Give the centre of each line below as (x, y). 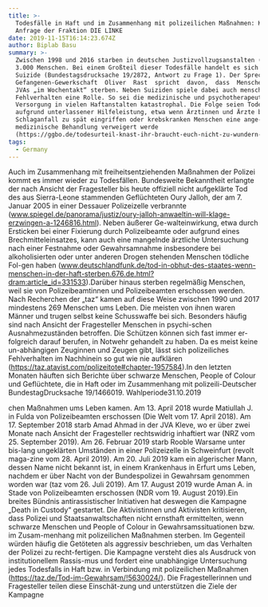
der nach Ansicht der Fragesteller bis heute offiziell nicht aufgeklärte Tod (128, 189)
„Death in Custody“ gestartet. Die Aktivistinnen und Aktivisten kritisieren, (128, 510)
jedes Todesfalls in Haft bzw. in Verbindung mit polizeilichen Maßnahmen (128, 569)
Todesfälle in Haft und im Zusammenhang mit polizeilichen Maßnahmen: (135, 23)
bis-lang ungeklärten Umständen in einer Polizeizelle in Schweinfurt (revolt (131, 450)
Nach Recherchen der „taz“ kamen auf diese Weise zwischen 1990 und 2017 (134, 300)
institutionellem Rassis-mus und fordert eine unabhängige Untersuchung (128, 561)
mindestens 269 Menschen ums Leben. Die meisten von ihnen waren (122, 307)
